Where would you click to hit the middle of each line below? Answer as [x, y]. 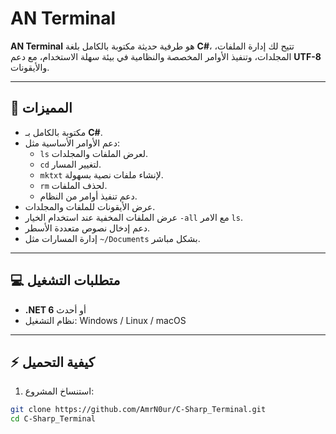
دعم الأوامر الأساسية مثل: [72, 143]
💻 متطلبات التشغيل [65, 280]
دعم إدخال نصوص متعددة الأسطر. [87, 228]
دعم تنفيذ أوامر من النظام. [88, 196]
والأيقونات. [30, 67]
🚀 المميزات [41, 108]
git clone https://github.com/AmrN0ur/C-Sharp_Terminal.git [138, 410]
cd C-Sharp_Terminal [53, 419]
